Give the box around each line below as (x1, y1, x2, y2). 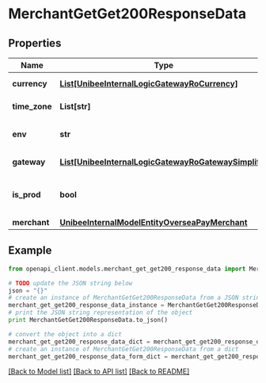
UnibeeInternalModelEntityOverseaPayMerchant (59, 217, 248, 228)
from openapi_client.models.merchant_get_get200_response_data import (8, 265, 246, 273)
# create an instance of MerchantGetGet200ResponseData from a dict (8, 345, 239, 353)
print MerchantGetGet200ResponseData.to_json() (8, 316, 169, 324)
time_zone (12, 101, 53, 112)
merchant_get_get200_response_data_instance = (8, 301, 165, 309)
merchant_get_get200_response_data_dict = (8, 338, 150, 346)
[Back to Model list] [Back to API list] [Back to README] (8, 366, 190, 377)
